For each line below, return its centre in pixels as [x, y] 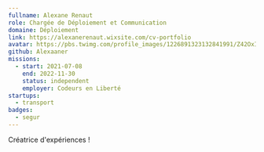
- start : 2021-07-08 [49, 67]
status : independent [56, 81]
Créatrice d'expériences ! [49, 139]
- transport [35, 103]
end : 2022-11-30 [49, 74]
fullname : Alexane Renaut [50, 15]
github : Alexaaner [38, 52]
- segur [28, 118]
